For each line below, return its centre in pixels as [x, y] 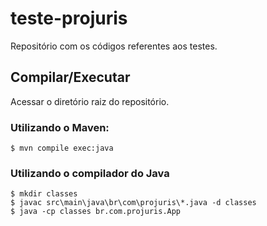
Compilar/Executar [70, 77]
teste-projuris [69, 18]
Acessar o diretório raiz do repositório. [90, 101]
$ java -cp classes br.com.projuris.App [96, 212]
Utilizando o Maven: [60, 127]
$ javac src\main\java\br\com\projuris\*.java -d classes [133, 203]
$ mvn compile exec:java [62, 148]
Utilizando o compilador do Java [90, 173]
